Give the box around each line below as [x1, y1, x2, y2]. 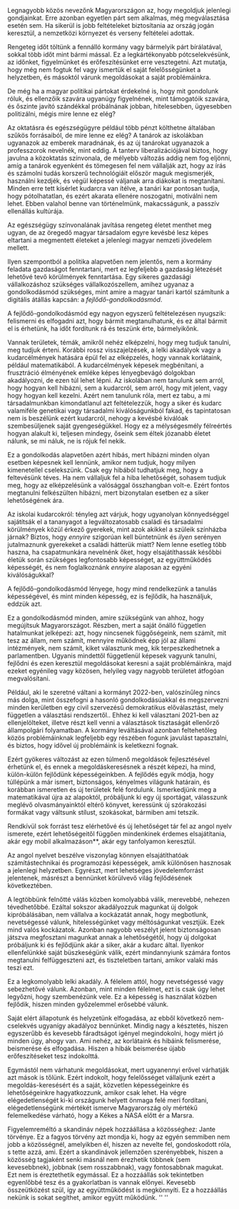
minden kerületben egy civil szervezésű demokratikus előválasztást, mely [7, 703, 224, 711]
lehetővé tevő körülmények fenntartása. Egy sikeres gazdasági [7, 273, 191, 281]
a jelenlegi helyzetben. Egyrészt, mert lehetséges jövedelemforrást [7, 866, 204, 874]
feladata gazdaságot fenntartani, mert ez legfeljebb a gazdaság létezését [7, 265, 223, 274]
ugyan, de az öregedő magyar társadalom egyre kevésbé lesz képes [7, 229, 209, 236]
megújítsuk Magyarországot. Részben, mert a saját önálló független [7, 621, 206, 629]
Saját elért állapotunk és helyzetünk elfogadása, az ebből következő [7, 1014, 207, 1022]
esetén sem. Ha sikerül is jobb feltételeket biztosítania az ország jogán [7, 21, 215, 29]
